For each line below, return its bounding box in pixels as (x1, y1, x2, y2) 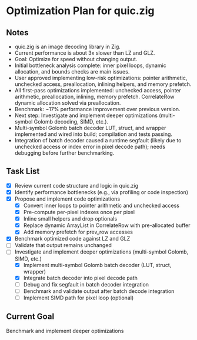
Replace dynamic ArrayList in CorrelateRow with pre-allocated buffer (23, 222, 191, 229)
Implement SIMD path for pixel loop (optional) (23, 294, 134, 301)
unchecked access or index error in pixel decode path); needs (14, 143, 166, 150)
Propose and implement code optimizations (14, 195, 121, 202)
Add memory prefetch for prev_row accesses (23, 228, 133, 236)
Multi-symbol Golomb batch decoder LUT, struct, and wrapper (14, 125, 166, 131)
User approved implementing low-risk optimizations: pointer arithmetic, (14, 75, 188, 81)
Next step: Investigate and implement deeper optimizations (14, 112, 158, 119)
